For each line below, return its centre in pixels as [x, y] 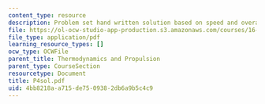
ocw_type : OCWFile [38, 52]
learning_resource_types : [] [56, 45]
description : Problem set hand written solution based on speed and [123, 23]
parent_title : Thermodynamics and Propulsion [84, 59]
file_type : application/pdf [54, 37]
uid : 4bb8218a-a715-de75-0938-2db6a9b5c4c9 [81, 88]
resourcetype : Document [47, 74]
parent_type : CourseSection [54, 66]
